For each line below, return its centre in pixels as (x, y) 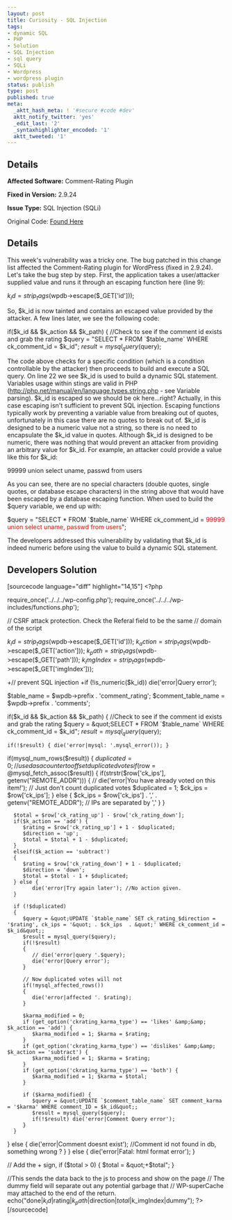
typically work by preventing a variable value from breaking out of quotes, (113, 413)
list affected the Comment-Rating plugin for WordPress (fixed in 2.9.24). (110, 267)
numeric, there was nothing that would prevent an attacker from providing (113, 442)
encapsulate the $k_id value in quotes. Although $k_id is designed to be (110, 435)
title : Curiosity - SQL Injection (57, 20)
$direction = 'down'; (54, 870)
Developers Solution (52, 570)
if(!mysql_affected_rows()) (63, 986)
